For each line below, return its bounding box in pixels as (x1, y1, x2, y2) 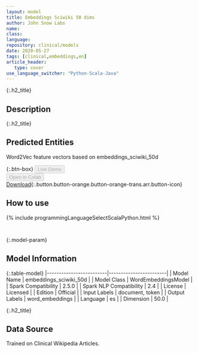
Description (6, 104, 51, 114)
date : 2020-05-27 (6, 48, 50, 54)
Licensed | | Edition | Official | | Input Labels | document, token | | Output (6, 289, 185, 296)
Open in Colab (9, 173, 42, 180)
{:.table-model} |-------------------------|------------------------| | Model (6, 270, 188, 277)
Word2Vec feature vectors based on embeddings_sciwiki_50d (6, 153, 159, 160)
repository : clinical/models (6, 43, 79, 49)
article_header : (6, 59, 47, 65)
